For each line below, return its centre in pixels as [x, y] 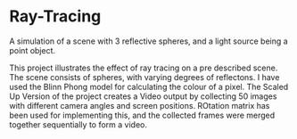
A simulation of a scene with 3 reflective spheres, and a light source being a [148, 41]
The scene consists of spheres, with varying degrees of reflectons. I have [144, 77]
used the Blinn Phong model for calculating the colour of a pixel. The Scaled [149, 86]
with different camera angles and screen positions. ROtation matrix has [140, 105]
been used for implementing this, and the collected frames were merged [142, 115]
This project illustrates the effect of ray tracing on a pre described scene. [144, 68]
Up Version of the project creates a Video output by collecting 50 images [143, 96]
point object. [33, 50]
